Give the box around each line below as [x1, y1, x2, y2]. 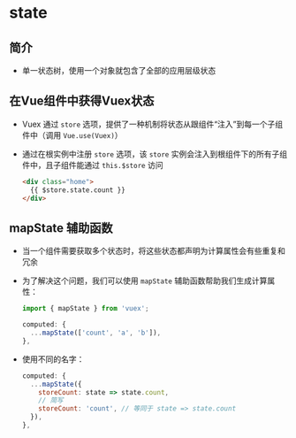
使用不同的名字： [21, 353, 85, 365]
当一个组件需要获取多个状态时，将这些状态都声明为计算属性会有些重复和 [21, 246, 285, 257]
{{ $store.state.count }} [30, 185, 125, 195]
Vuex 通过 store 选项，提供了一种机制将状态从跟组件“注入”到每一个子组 [21, 119, 284, 129]
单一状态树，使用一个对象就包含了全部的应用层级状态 [21, 65, 216, 75]
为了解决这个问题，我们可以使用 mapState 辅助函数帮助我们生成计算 [21, 275, 268, 286]
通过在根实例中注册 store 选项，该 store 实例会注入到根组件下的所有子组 [21, 149, 288, 159]
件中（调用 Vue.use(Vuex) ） [21, 129, 123, 140]
